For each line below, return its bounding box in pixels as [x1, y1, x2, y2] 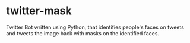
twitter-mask [6, 4, 72, 18]
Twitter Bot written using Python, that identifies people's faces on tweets [6, 24, 184, 31]
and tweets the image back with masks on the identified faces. [6, 29, 159, 37]
